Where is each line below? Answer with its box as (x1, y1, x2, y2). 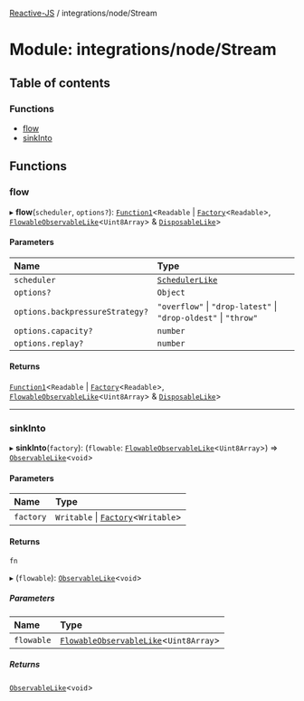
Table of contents (9, 75, 110, 90)
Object (157, 287, 185, 298)
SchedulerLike (157, 275, 218, 285)
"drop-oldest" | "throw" (157, 311, 258, 324)
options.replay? (14, 338, 84, 348)
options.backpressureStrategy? (14, 307, 149, 317)
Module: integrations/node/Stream (9, 40, 278, 60)
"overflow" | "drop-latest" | (157, 299, 278, 312)
